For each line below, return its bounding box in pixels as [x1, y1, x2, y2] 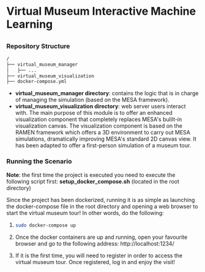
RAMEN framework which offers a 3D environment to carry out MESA [15, 129, 191, 136]
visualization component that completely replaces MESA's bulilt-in [15, 115, 182, 123]
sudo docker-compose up [15, 222, 76, 228]
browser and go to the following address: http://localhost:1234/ [15, 239, 174, 247]
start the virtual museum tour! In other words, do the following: [6, 209, 164, 216]
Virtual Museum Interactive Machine [6, 4, 196, 18]
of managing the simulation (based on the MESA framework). [15, 96, 170, 104]
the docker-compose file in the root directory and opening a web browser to [6, 203, 198, 210]
